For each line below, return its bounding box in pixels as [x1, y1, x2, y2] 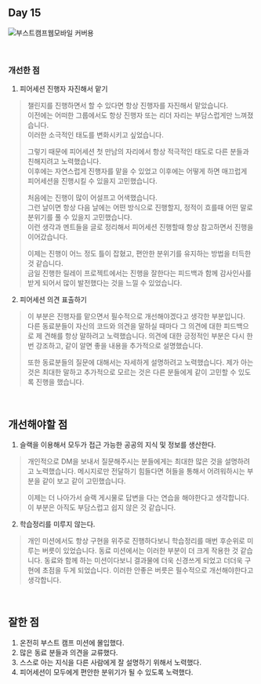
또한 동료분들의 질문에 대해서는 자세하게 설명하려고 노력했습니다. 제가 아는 [27, 358, 254, 367]
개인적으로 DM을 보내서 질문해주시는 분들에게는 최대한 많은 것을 [27, 457, 223, 466]
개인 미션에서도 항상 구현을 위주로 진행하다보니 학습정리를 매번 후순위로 [27, 536, 245, 545]
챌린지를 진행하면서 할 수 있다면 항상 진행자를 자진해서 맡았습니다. [27, 101, 229, 111]
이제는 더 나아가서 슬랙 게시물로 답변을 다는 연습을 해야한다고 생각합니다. [27, 493, 249, 502]
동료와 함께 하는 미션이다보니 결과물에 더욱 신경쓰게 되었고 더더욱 [44, 555, 243, 565]
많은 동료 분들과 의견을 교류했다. [19, 647, 118, 657]
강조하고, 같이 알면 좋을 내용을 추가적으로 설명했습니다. [35, 341, 204, 351]
